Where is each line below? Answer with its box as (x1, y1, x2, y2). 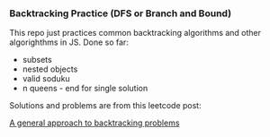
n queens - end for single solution (22, 83, 148, 94)
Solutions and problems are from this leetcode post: (9, 100, 202, 111)
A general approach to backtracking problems (9, 117, 180, 128)
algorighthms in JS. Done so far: (9, 37, 129, 47)
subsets (22, 55, 52, 65)
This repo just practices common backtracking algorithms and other (9, 28, 262, 39)
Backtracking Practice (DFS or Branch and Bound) (9, 7, 232, 20)
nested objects (22, 64, 78, 74)
